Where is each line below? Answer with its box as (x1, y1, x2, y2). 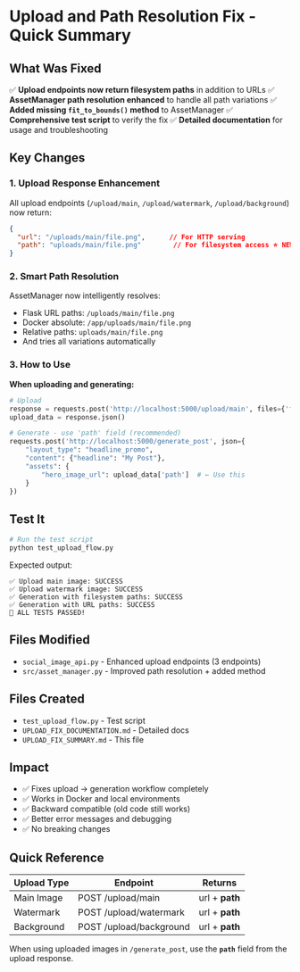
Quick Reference (9, 850, 104, 865)
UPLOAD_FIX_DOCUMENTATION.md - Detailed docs (21, 725, 189, 735)
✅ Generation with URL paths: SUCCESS (9, 600, 155, 609)
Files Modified (9, 632, 91, 648)
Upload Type (13, 876, 70, 889)
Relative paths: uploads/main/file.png (21, 327, 163, 337)
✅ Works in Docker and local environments (21, 793, 180, 804)
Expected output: (9, 560, 73, 570)
